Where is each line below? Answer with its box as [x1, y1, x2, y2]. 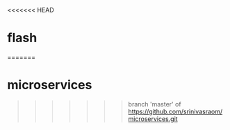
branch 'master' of [128, 100, 182, 108]
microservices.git [128, 114, 179, 123]
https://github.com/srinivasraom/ [128, 107, 223, 115]
